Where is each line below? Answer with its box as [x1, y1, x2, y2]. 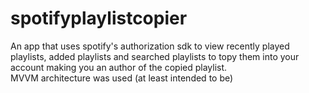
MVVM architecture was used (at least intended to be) [10, 72, 234, 84]
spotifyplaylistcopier [10, 7, 188, 30]
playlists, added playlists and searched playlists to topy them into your [10, 50, 300, 62]
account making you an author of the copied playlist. [10, 61, 228, 73]
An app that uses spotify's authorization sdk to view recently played [10, 40, 290, 52]
